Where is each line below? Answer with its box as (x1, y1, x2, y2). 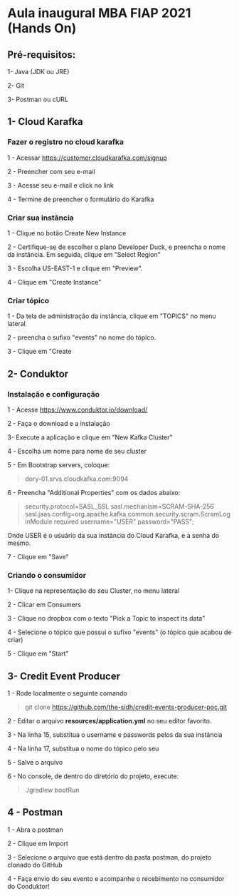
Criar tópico (7, 295, 50, 305)
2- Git (7, 81, 25, 90)
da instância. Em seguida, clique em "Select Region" (7, 250, 161, 258)
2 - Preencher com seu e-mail (7, 167, 95, 175)
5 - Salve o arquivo (7, 758, 63, 767)
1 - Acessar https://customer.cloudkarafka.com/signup (7, 153, 167, 162)
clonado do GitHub (7, 860, 63, 869)
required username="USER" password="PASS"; (53, 517, 194, 526)
